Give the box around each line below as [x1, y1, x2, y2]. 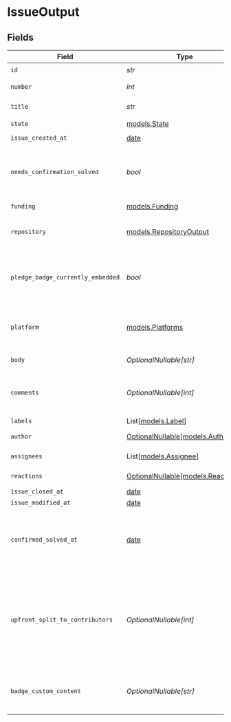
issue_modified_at [10, 499, 71, 507]
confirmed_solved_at [10, 536, 78, 544]
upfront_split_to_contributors [10, 616, 113, 624]
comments [10, 389, 39, 396]
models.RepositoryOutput [126, 227, 210, 236]
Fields [7, 32, 34, 43]
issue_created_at [10, 134, 67, 142]
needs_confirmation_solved [10, 168, 99, 176]
